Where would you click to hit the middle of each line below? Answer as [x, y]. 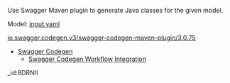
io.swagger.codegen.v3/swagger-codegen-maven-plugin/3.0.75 [102, 38]
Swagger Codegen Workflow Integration [87, 59]
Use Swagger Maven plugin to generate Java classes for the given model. [115, 10]
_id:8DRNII [23, 73]
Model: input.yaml [34, 24]
